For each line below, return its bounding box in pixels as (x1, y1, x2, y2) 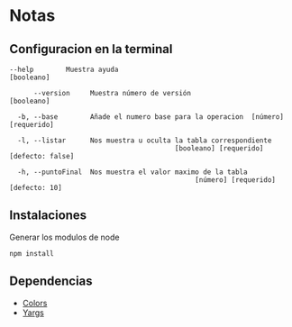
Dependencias (9, 274, 93, 289)
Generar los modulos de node (9, 232, 120, 242)
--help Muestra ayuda (9, 65, 119, 74)
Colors (22, 297, 48, 308)
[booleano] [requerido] (174, 144, 264, 153)
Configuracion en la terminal (9, 41, 173, 57)
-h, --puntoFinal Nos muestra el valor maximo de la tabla (17, 168, 248, 177)
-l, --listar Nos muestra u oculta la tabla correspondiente (17, 136, 272, 145)
